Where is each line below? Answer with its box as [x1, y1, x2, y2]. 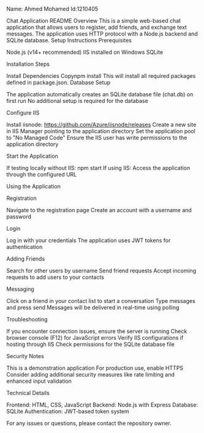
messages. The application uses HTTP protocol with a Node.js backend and [6, 30, 198, 37]
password [6, 213, 32, 220]
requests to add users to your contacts [6, 274, 104, 281]
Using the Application [6, 183, 61, 190]
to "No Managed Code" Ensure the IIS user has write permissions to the [6, 134, 187, 141]
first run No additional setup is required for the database [6, 98, 148, 104]
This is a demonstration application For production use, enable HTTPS [6, 364, 184, 372]
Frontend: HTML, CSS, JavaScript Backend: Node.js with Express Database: [6, 401, 198, 408]
